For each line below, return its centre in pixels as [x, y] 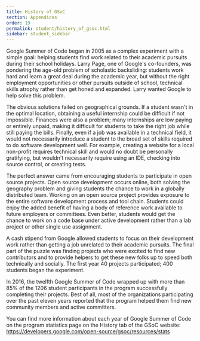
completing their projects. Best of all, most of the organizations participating [100, 294]
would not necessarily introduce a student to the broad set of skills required [99, 139]
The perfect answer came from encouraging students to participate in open [99, 176]
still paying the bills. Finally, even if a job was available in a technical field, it [99, 133]
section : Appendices [32, 17]
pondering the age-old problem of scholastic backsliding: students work [95, 70]
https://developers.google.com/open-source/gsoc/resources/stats [88, 331]
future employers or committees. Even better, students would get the [91, 214]
